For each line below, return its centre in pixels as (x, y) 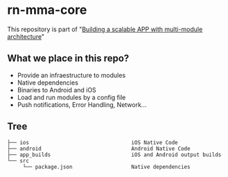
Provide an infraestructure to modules (71, 75)
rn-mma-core (47, 10)
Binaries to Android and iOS (57, 90)
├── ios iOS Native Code (93, 142)
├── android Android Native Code (99, 149)
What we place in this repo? (68, 59)
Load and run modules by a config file (71, 97)
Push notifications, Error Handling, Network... (82, 104)
